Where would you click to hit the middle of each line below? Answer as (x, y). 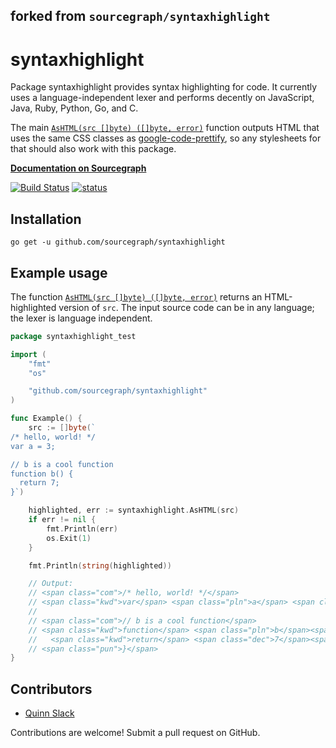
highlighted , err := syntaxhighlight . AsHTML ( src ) (134, 510)
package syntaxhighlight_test (73, 336)
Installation (46, 219)
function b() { (42, 474)
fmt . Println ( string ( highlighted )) (100, 565)
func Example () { (46, 419)
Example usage (59, 272)
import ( (28, 354)
